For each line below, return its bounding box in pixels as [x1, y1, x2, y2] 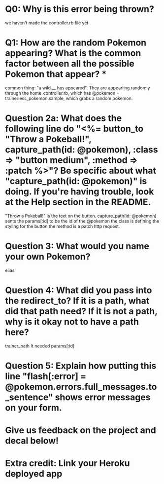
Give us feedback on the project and [5, 425, 156, 436]
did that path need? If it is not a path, [5, 305, 158, 317]
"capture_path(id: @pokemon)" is [5, 176, 147, 187]
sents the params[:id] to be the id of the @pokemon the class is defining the [5, 218, 160, 224]
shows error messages [55, 391, 151, 403]
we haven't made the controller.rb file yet [5, 20, 89, 26]
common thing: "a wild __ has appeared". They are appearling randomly [5, 85, 150, 91]
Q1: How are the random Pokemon [5, 37, 147, 48]
